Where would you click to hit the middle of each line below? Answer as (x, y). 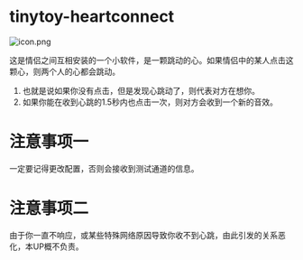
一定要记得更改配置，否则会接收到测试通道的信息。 (104, 168)
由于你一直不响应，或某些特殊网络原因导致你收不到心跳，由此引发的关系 (143, 235)
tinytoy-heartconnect (92, 17)
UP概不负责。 (58, 246)
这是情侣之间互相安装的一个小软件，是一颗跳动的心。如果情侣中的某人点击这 (151, 60)
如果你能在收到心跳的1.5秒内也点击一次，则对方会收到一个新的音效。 (150, 102)
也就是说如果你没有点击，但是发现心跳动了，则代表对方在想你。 (141, 90)
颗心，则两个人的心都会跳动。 (64, 71)
